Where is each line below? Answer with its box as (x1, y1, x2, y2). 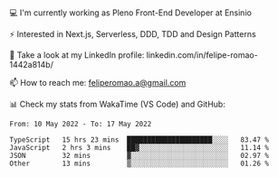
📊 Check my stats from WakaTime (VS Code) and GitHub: (9, 98, 226, 109)
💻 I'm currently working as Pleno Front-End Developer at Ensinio (9, 7, 252, 18)
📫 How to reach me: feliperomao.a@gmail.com (9, 78, 187, 88)
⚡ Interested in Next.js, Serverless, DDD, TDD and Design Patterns (9, 29, 256, 39)
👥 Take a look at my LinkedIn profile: (9, 50, 145, 61)
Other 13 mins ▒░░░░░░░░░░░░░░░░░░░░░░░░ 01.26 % (9, 159, 270, 168)
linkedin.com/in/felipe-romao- (146, 50, 258, 61)
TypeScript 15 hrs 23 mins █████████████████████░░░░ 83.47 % (9, 135, 270, 144)
